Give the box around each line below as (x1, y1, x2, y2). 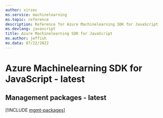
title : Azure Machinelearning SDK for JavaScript (5, 31, 113, 36)
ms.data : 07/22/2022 (5, 41, 49, 46)
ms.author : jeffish (5, 36, 47, 41)
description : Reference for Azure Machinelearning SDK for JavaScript (5, 21, 158, 27)
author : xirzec (5, 7, 38, 13)
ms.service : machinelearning (5, 12, 67, 17)
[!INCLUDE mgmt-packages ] (5, 107, 65, 113)
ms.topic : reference (5, 17, 49, 22)
